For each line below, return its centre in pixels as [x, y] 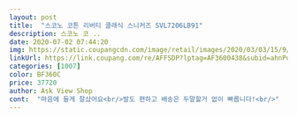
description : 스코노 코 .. [55, 33]
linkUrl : [25, 58]
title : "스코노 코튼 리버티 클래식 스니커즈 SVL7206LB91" [106, 26]
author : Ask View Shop [51, 91]
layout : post [33, 17]
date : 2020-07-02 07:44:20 [59, 42]
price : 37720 [33, 83]
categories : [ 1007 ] [45, 67]
